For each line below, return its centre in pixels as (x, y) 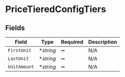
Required (72, 42)
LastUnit (18, 59)
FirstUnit (20, 51)
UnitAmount (21, 67)
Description (103, 42)
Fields (15, 28)
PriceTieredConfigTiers (56, 9)
